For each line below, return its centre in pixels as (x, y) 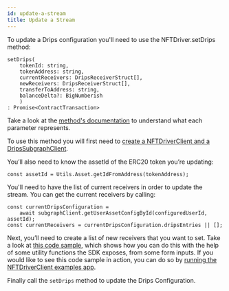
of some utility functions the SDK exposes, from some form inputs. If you (110, 252)
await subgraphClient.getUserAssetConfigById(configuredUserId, (113, 213)
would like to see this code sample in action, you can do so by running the (112, 259)
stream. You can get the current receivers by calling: (81, 194)
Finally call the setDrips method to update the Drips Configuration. (101, 280)
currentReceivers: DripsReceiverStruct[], (81, 77)
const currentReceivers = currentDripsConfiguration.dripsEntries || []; (115, 225)
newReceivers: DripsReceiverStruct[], (75, 83)
